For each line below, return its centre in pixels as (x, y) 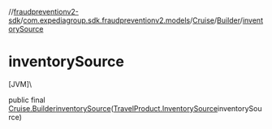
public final (27, 100)
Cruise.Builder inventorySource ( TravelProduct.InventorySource (113, 108)
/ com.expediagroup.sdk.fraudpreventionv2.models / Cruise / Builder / (132, 20)
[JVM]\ (20, 84)
